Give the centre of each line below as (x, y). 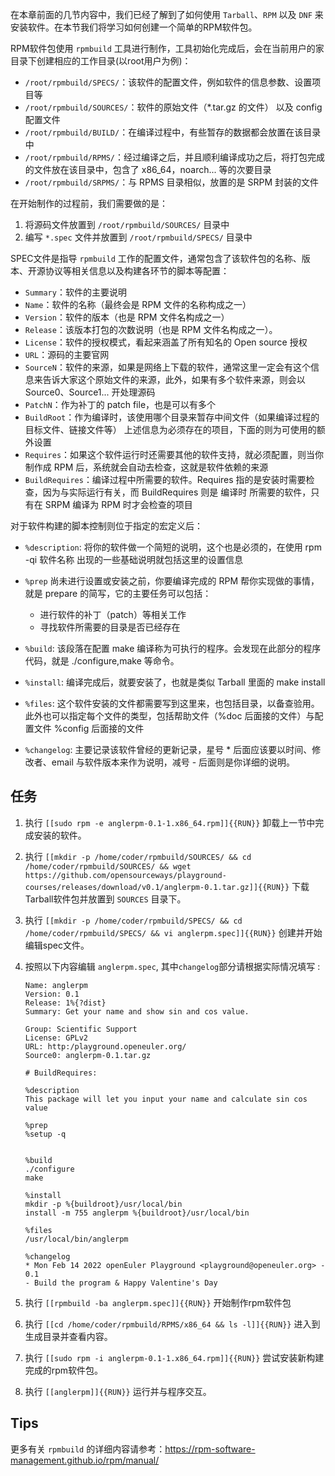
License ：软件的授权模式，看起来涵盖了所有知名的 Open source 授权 (166, 342)
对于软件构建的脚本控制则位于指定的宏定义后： (106, 526)
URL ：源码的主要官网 (67, 354)
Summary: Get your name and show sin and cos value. (137, 1011)
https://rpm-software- (210, 1449)
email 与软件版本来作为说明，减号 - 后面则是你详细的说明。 (173, 762)
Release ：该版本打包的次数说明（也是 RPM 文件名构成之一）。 (151, 329)
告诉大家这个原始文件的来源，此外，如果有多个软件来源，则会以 (174, 379)
